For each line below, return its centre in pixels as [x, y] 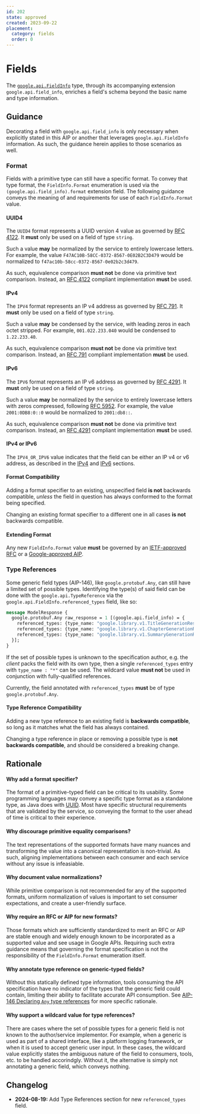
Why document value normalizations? [54, 877]
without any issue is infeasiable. [45, 864]
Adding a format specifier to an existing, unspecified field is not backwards [99, 490]
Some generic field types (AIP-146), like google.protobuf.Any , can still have [99, 583]
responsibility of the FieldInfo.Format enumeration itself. [76, 955]
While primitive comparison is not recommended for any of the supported [96, 890]
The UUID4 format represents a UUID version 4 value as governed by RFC [96, 231]
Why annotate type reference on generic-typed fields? [75, 969]
